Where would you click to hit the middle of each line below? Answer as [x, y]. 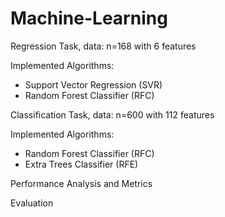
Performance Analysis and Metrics [81, 183]
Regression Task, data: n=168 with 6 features [103, 46]
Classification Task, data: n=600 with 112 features [112, 114]
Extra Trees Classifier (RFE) [81, 164]
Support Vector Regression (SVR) [93, 84]
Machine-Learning [89, 18]
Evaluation [32, 203]
